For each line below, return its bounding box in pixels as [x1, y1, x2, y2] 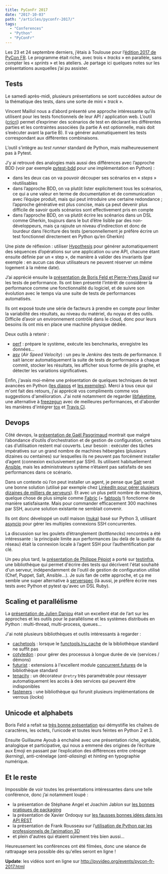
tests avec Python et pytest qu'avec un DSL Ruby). [5, 583, 110, 589]
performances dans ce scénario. [5, 469, 72, 475]
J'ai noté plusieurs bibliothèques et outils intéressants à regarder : [5, 631, 141, 637]
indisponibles [12, 684, 40, 690]
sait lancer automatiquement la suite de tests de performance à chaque [12, 357, 160, 363]
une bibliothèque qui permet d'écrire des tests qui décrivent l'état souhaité [5, 561, 159, 568]
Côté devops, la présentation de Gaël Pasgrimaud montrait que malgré [5, 431, 150, 438]
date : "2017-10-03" [5, 12, 46, 17]
